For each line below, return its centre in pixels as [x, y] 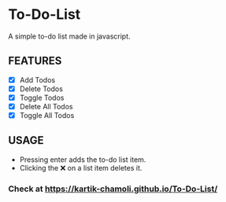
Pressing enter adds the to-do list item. [83, 160]
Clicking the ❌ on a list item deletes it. [81, 167]
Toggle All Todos [47, 115]
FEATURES [35, 61]
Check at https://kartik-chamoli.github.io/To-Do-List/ [113, 189]
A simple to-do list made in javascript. [70, 36]
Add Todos [37, 79]
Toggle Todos [42, 97]
